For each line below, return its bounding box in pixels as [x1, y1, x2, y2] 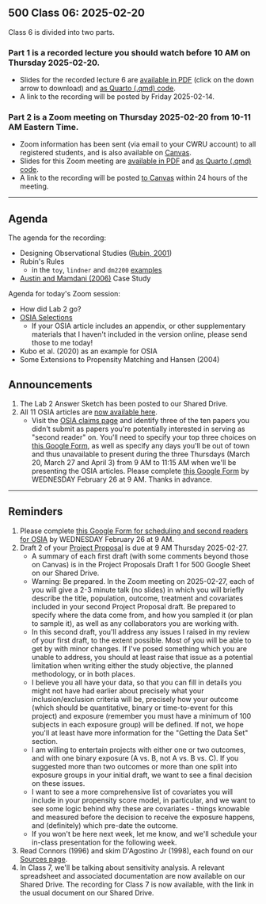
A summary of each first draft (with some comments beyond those [31, 551, 249, 561]
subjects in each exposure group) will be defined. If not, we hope [31, 719, 244, 729]
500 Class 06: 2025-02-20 [8, 6, 145, 20]
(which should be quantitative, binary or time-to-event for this [31, 703, 234, 712]
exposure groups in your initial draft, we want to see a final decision [31, 770, 253, 780]
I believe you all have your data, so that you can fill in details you [31, 677, 242, 687]
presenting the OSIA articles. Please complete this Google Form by [31, 467, 249, 476]
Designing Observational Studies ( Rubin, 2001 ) [19, 249, 173, 258]
